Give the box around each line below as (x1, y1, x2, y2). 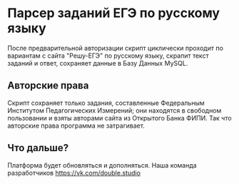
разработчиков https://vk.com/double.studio (7, 168, 141, 177)
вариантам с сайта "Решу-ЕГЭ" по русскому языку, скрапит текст (7, 51, 209, 60)
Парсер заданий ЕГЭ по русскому (7, 5, 220, 21)
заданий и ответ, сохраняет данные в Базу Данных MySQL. (7, 58, 188, 67)
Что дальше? (7, 142, 69, 154)
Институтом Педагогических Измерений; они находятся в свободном (7, 106, 222, 115)
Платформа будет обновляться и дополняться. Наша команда (7, 160, 198, 169)
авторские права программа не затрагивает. (7, 121, 145, 130)
